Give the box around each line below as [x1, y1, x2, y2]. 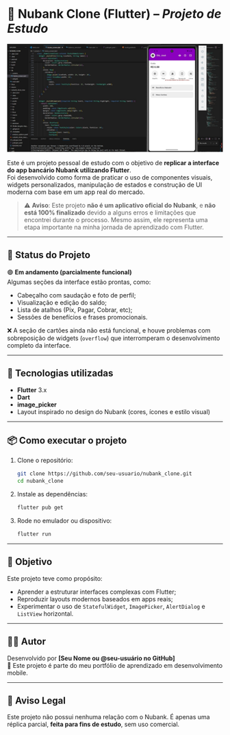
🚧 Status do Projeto [7, 250, 91, 261]
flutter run [16, 531, 51, 538]
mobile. [7, 668, 29, 677]
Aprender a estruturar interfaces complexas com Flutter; [16, 588, 177, 596]
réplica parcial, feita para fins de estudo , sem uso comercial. [7, 720, 180, 729]
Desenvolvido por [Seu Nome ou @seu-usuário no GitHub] [7, 654, 175, 662]
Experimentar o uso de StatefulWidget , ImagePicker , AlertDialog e [16, 602, 205, 610]
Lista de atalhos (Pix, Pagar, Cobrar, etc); [16, 305, 133, 314]
